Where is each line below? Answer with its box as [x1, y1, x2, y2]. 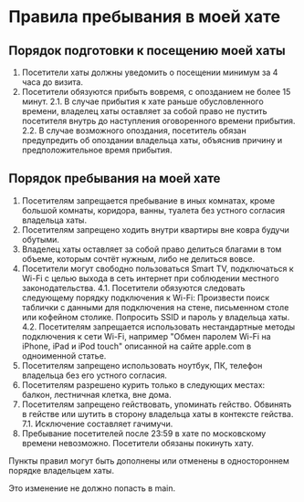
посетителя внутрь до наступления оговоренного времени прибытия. [21, 116, 296, 126]
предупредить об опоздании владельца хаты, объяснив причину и [21, 135, 283, 145]
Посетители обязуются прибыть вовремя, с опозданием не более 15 [21, 87, 291, 97]
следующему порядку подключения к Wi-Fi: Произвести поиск [21, 292, 270, 303]
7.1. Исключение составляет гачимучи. [21, 418, 173, 429]
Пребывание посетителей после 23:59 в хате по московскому [21, 427, 267, 439]
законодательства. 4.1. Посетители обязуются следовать [21, 282, 246, 293]
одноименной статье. [21, 350, 107, 361]
